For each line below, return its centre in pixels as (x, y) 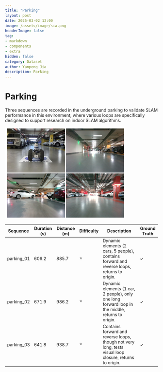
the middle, (114, 310)
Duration (43, 228)
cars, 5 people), (118, 251)
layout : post (18, 15)
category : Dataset (24, 62)
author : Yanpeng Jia (26, 67)
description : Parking (27, 72)
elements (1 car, (119, 289)
